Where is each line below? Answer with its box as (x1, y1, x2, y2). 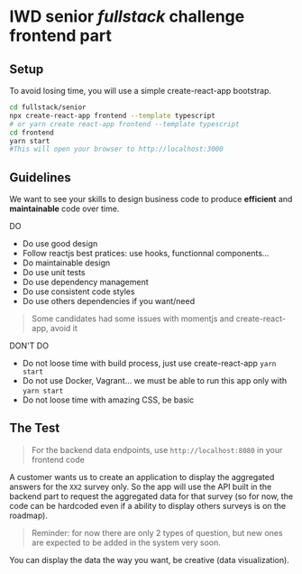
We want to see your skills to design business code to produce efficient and (9, 194, 293, 205)
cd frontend (9, 128, 54, 137)
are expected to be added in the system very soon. (31, 537, 221, 548)
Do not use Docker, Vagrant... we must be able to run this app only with (22, 375, 288, 386)
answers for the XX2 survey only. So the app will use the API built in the (9, 481, 272, 492)
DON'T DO (9, 340, 50, 351)
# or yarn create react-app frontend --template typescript (9, 119, 241, 128)
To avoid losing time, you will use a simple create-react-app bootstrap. (9, 86, 272, 96)
